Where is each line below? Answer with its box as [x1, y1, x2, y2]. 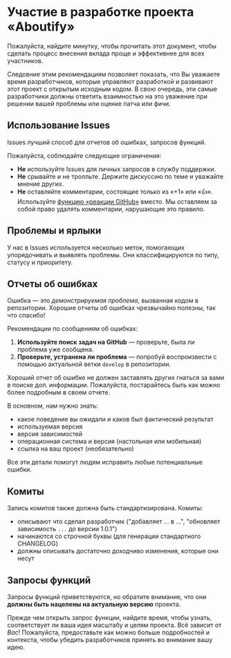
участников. [7, 56, 44, 64]
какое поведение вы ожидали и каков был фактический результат [17, 415, 214, 424]
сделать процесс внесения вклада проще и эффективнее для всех [7, 49, 205, 58]
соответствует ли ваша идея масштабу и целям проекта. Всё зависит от [7, 621, 222, 629]
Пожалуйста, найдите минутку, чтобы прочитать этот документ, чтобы [7, 42, 216, 50]
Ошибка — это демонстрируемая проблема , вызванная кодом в [7, 296, 199, 305]
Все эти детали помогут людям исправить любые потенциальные [7, 458, 203, 467]
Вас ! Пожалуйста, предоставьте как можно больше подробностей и [7, 628, 210, 637]
